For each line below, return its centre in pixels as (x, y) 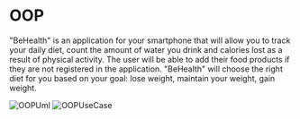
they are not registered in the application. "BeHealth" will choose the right (146, 69)
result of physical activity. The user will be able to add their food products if (150, 59)
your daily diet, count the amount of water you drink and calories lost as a (146, 49)
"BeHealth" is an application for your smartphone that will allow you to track (150, 40)
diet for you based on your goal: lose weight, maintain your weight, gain (142, 78)
